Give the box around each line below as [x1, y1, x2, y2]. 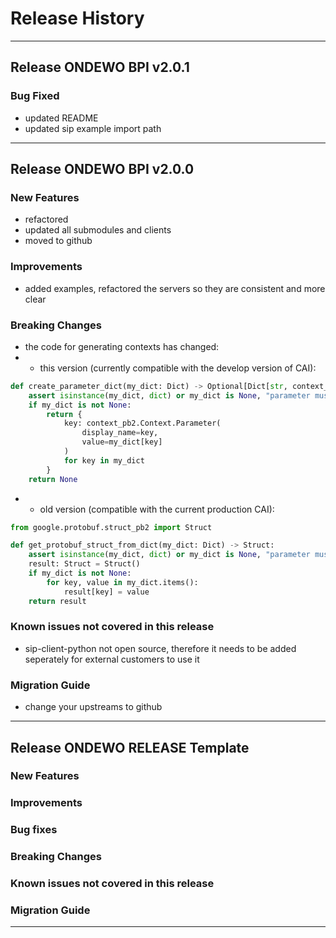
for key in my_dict [63, 455, 145, 466]
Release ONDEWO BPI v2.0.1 [10, 59, 190, 76]
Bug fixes [10, 823, 58, 837]
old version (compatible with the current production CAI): [39, 503, 275, 515]
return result [28, 596, 87, 606]
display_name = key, [81, 428, 159, 438]
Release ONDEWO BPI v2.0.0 [10, 161, 195, 178]
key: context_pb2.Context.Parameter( [63, 418, 222, 429]
